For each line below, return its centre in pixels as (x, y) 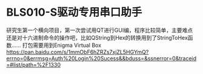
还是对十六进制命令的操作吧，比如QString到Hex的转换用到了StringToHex (97, 37)
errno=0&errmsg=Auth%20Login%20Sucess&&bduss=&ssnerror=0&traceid (101, 58)
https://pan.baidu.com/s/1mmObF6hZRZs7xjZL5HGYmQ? (78, 52)
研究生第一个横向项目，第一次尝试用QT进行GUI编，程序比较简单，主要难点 (99, 30)
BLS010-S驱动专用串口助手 (74, 12)
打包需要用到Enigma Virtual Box (62, 45)
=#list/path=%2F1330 (33, 64)
